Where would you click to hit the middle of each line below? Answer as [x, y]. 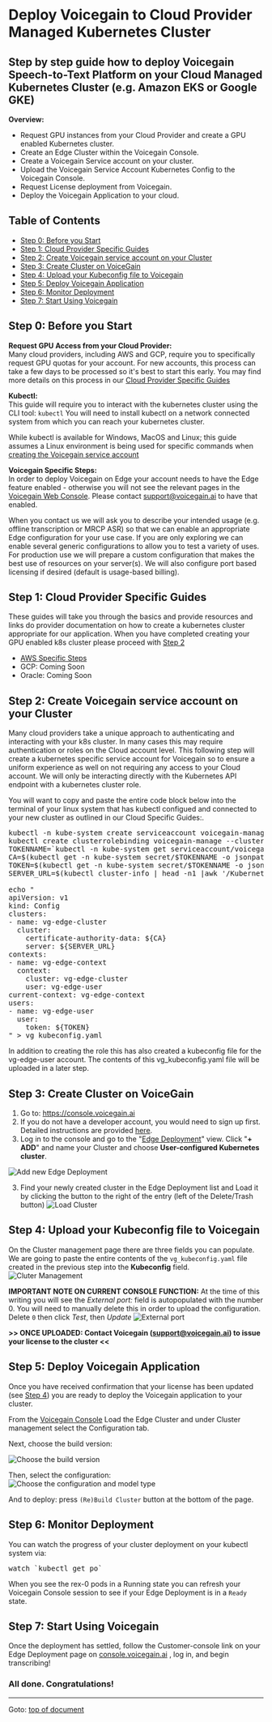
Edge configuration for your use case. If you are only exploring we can [126, 537]
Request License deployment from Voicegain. [96, 187]
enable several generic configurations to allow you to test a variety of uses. [134, 546]
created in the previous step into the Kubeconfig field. [99, 1267]
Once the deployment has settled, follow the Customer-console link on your [134, 1646]
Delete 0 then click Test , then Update [70, 1317]
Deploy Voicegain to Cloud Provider [130, 15]
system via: [28, 1553]
